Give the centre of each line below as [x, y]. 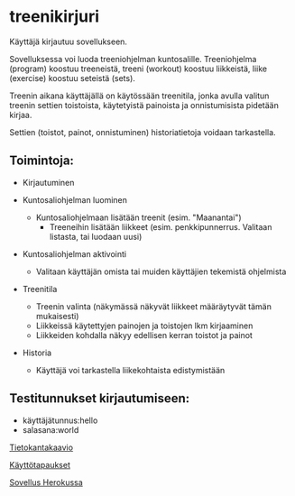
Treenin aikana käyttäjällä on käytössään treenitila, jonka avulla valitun [139, 96]
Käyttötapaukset [40, 464]
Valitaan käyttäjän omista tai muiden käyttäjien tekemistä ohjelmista [161, 271]
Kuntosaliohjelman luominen [75, 199]
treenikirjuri [55, 17]
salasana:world [51, 429]
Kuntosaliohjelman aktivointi [74, 253]
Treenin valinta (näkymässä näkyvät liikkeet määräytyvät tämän [154, 306]
